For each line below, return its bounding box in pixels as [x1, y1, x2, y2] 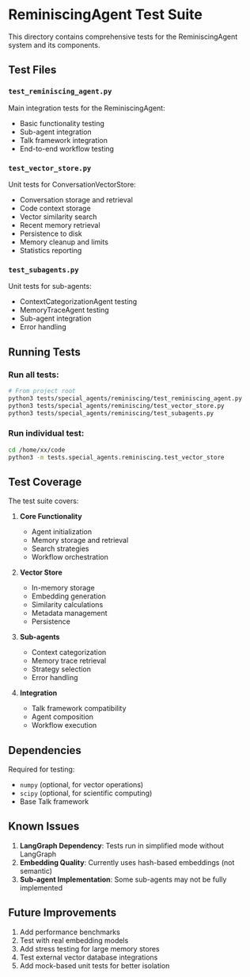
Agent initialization [31, 527, 93, 537]
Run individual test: [8, 428, 85, 439]
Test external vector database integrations [19, 952, 158, 962]
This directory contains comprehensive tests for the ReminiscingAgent [8, 32, 238, 41]
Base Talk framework [19, 797, 89, 806]
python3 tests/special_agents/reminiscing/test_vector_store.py [8, 402, 225, 410]
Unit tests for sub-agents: [8, 282, 93, 291]
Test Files [8, 63, 57, 77]
